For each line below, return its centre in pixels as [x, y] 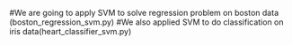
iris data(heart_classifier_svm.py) [71, 31]
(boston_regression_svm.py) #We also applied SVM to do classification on [147, 22]
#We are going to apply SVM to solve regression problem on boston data [144, 13]
